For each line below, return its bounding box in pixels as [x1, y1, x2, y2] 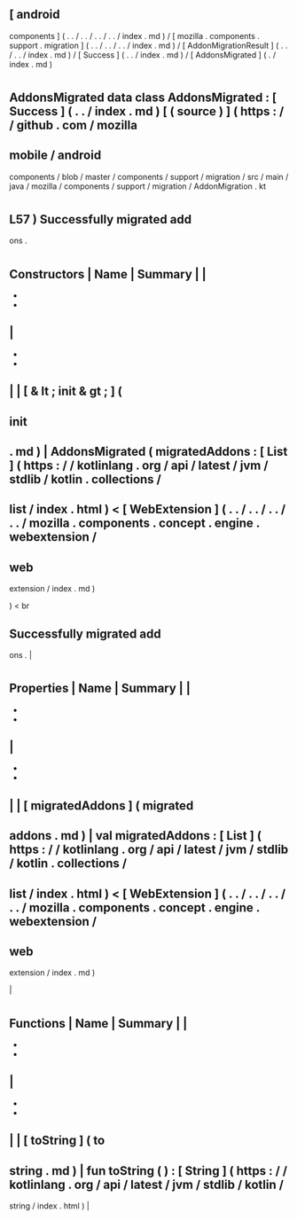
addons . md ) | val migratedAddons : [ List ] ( [9, 828, 262, 843]
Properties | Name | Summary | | [9, 681, 191, 696]
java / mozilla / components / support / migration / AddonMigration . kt [9, 181, 267, 192]
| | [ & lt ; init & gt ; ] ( [9, 384, 122, 399]
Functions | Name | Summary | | [9, 1015, 188, 1031]
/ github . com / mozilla [9, 118, 137, 132]
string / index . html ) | [9, 1200, 90, 1211]
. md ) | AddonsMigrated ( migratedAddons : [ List [9, 444, 288, 459]
